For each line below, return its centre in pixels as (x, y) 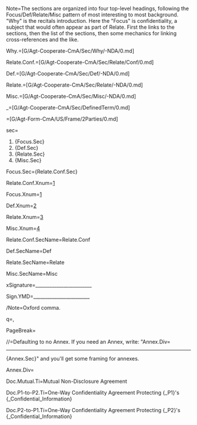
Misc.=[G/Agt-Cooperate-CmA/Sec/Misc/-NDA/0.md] (71, 96)
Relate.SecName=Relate (35, 262)
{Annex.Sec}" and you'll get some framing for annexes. (73, 359)
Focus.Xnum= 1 (24, 194)
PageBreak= (21, 330)
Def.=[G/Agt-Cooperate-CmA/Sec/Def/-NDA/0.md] (68, 73)
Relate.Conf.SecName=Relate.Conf (48, 240)
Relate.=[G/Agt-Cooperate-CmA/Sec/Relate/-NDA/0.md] (74, 85)
